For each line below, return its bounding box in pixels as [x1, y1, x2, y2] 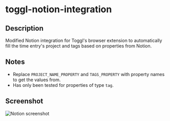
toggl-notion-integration [5, 4, 112, 15]
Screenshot [5, 97, 44, 106]
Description [5, 24, 44, 33]
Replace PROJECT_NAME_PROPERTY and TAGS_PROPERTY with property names [12, 71, 165, 77]
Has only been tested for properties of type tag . [12, 82, 114, 88]
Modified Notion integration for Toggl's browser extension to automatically [5, 37, 162, 43]
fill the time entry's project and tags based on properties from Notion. [5, 43, 152, 49]
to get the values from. [12, 77, 61, 83]
